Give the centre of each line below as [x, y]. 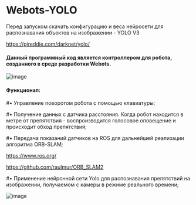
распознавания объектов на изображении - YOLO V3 [73, 32]
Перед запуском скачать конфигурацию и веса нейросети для [85, 26]
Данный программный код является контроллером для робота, [89, 57]
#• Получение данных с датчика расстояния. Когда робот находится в [95, 114]
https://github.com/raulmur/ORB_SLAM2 [55, 167]
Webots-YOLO [42, 10]
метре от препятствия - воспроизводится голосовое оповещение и [91, 121]
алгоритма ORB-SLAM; [35, 145]
